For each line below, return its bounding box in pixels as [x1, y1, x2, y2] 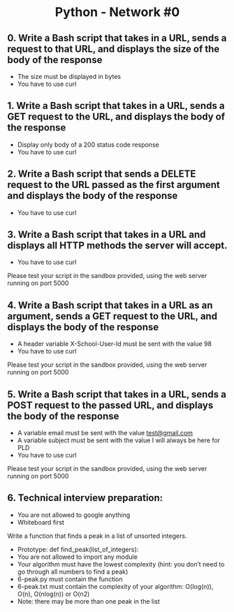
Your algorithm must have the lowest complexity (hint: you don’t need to [17, 560, 225, 568]
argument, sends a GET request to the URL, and [7, 310, 218, 322]
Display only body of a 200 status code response [17, 140, 159, 149]
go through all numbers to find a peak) [17, 567, 129, 576]
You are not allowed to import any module [17, 553, 138, 561]
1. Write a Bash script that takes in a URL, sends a [7, 100, 225, 112]
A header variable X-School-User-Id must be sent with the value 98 [17, 340, 212, 348]
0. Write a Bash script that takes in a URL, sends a [7, 32, 227, 44]
